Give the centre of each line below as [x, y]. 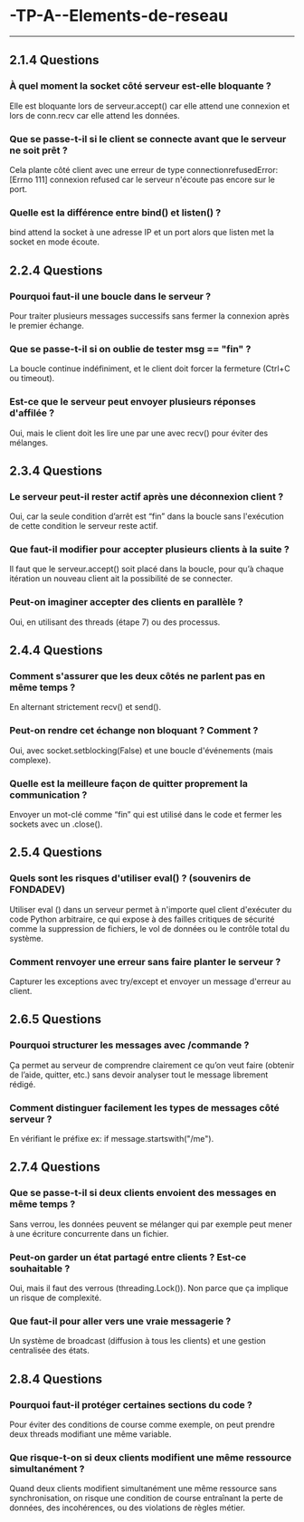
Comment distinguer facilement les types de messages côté [145, 1107]
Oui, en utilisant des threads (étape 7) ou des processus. [115, 622]
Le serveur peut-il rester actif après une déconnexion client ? [147, 496]
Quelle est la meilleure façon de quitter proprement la [129, 783]
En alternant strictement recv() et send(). [85, 707]
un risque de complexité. [56, 1298]
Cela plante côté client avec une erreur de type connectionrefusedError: [144, 169]
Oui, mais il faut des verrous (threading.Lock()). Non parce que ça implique [149, 1288]
